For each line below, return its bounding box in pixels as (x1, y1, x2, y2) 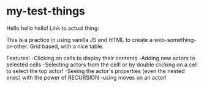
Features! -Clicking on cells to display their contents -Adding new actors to (6, 54, 195, 61)
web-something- (154, 36, 197, 43)
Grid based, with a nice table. (29, 43, 104, 50)
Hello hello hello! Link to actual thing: (6, 24, 99, 32)
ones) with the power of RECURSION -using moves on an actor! (6, 74, 167, 81)
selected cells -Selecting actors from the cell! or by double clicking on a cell (6, 61, 198, 68)
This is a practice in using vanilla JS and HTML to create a (6, 36, 153, 43)
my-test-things (6, 4, 86, 18)
